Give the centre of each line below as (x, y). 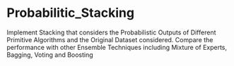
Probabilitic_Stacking (71, 13)
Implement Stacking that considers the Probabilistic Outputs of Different (111, 32)
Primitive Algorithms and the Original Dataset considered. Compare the (110, 39)
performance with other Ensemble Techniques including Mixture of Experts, (117, 47)
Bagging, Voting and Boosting (50, 55)
